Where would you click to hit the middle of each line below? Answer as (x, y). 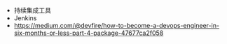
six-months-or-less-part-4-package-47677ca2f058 (89, 33)
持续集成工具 (32, 10)
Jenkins (25, 18)
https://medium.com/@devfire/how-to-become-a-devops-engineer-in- (116, 25)
